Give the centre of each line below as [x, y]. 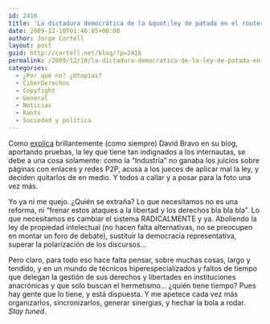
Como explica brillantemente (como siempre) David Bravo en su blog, [123, 143]
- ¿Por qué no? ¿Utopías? [59, 76]
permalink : [27, 61]
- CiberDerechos [43, 83]
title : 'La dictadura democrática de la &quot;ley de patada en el [124, 23]
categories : [28, 68]
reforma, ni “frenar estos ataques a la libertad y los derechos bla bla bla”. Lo [134, 210]
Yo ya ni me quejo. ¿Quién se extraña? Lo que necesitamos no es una [123, 201]
